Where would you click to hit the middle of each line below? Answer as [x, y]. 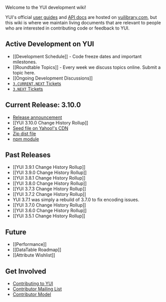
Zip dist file [24, 133]
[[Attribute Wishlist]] [34, 255]
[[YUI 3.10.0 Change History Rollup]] [50, 122]
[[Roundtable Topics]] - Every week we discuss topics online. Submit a [87, 67]
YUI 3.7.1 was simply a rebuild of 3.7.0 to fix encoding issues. [76, 200]
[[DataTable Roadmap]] [37, 250]
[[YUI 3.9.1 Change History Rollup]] [49, 167]
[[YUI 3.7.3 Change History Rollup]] [49, 189]
